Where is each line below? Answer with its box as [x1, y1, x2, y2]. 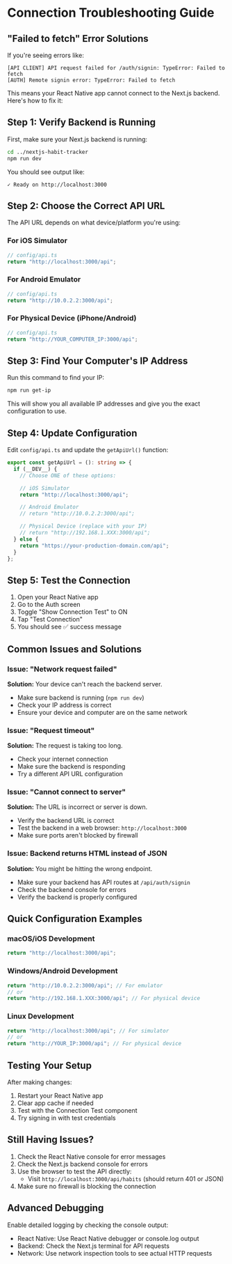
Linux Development [7, 1012, 74, 1022]
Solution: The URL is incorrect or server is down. [7, 803, 148, 811]
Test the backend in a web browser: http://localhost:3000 [17, 824, 188, 832]
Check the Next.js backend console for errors [17, 1159, 148, 1168]
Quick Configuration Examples [7, 913, 142, 925]
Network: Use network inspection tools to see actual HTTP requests [17, 1249, 213, 1257]
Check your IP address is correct [17, 700, 112, 709]
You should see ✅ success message [17, 622, 122, 631]
